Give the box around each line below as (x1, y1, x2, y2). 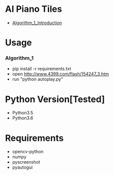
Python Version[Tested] (5, 94, 105, 105)
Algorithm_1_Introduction (12, 20, 62, 26)
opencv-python (12, 149, 44, 155)
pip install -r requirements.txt (12, 66, 71, 72)
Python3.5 (12, 110, 33, 116)
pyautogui (12, 164, 33, 171)
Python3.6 (12, 115, 33, 121)
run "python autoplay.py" (12, 76, 63, 82)
